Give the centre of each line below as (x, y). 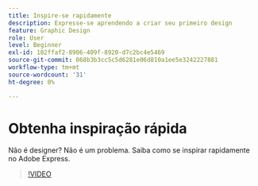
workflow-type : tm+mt (44, 68)
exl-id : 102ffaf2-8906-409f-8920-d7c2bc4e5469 (87, 52)
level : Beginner (35, 45)
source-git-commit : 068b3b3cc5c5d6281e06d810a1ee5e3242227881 (113, 60)
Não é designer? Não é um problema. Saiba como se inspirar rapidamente (129, 150)
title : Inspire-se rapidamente (60, 15)
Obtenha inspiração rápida (98, 128)
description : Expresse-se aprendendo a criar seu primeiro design (120, 23)
